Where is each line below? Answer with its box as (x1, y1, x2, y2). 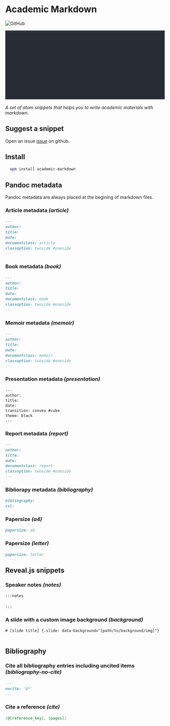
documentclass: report (5, 463, 53, 469)
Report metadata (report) (5, 430, 68, 437)
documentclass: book (5, 297, 49, 302)
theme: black (5, 413, 33, 418)
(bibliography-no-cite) (5, 669, 62, 676)
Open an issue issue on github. (5, 138, 70, 144)
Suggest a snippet (5, 124, 64, 133)
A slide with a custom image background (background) (5, 616, 143, 623)
